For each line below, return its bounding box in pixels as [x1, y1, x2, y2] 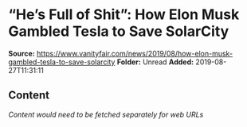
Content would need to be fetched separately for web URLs [8, 110, 204, 119]
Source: [8, 48, 36, 58]
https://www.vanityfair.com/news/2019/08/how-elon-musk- [37, 48, 233, 58]
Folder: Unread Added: [116, 57, 194, 67]
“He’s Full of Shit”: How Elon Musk [8, 6, 240, 24]
